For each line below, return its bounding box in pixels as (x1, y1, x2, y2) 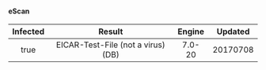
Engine (177, 26, 204, 37)
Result (98, 26, 123, 37)
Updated (216, 26, 250, 37)
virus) (143, 39, 166, 50)
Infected (12, 26, 45, 37)
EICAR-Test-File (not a (55, 39, 142, 50)
